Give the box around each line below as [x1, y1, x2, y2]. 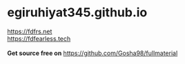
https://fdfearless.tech [7, 34, 71, 42]
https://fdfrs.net [7, 27, 52, 35]
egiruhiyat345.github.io [7, 5, 148, 20]
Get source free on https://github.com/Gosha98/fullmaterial [7, 49, 178, 57]
